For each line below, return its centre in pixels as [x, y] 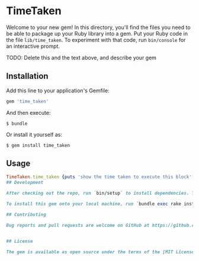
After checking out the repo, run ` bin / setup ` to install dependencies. [98, 194]
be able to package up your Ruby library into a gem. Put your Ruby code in [97, 33]
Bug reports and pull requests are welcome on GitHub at [78, 225]
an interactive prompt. [33, 46]
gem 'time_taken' [28, 101]
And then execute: [28, 112]
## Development [25, 183]
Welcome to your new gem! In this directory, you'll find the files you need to [98, 27]
